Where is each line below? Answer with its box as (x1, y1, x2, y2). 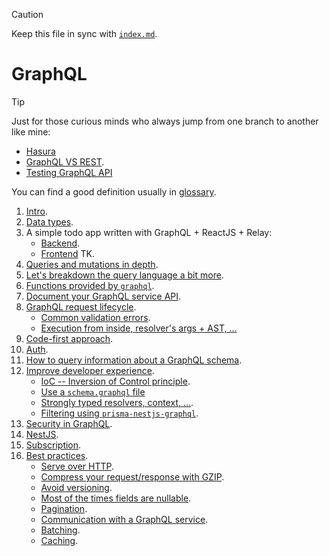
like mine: (11, 125, 51, 138)
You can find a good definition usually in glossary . (11, 185, 217, 198)
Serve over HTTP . (40, 460, 115, 472)
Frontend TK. (40, 247, 96, 259)
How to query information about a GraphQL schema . (25, 354, 243, 366)
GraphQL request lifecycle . (25, 300, 137, 313)
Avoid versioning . (40, 481, 113, 493)
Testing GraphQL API (25, 166, 113, 178)
